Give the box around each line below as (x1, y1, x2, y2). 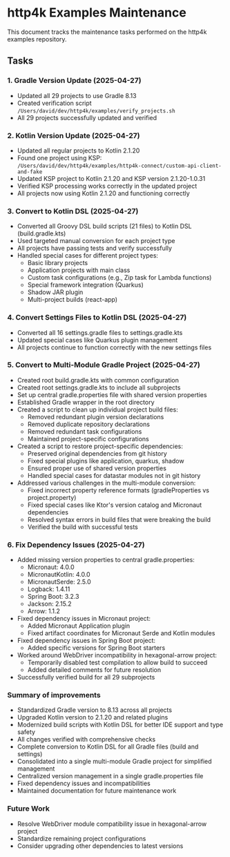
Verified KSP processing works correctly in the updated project (17, 182, 198, 190)
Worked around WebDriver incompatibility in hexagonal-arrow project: (17, 651, 218, 659)
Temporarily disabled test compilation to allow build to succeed (27, 658, 208, 667)
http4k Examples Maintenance (7, 5, 186, 21)
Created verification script (17, 99, 92, 107)
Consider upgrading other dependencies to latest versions (17, 841, 184, 850)
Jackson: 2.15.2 (27, 599, 72, 608)
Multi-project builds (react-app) (27, 296, 118, 304)
